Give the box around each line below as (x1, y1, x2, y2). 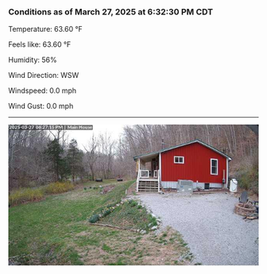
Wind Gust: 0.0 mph (8, 102, 74, 111)
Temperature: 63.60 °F (8, 25, 83, 34)
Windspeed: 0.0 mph (8, 86, 77, 95)
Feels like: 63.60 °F (8, 40, 72, 49)
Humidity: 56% (8, 55, 57, 65)
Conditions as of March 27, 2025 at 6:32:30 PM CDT (8, 6, 213, 17)
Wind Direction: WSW (8, 71, 79, 80)
